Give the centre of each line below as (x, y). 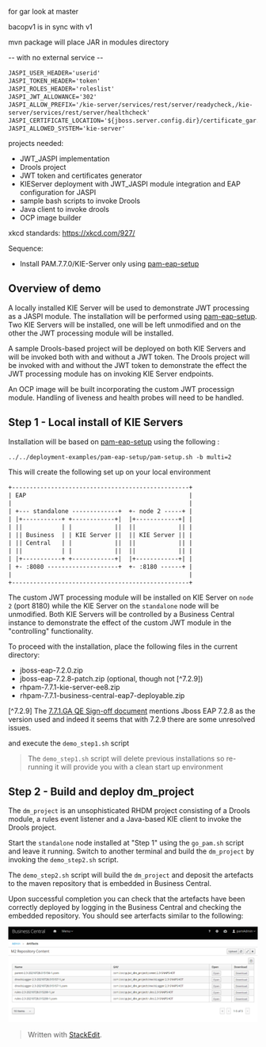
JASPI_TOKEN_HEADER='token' (55, 81)
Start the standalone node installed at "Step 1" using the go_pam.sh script (126, 843)
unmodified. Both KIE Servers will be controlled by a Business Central (122, 614)
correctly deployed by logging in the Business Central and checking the (125, 907)
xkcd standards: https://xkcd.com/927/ (72, 233)
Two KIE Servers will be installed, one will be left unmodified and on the (125, 324)
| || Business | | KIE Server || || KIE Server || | (101, 535)
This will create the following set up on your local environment (110, 472)
